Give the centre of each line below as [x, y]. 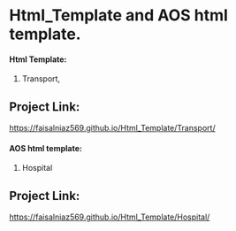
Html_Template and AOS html [118, 15]
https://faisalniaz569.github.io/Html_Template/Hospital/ [110, 217]
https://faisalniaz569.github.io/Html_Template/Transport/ [112, 128]
